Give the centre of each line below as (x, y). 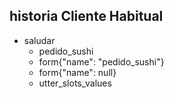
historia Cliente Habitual (86, 16)
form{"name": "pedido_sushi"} (101, 61)
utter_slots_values (75, 83)
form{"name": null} (77, 72)
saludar (39, 40)
